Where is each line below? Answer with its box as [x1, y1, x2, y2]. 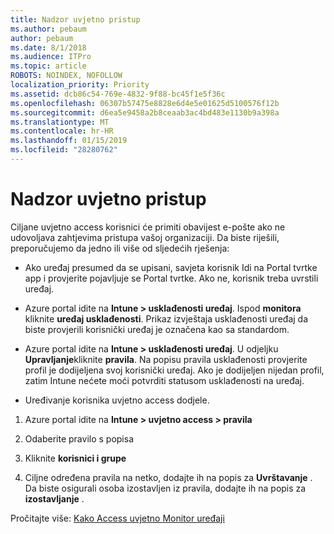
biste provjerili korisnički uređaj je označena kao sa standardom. [24, 323, 290, 335]
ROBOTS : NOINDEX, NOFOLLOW [10, 71, 123, 81]
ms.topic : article [10, 61, 87, 71]
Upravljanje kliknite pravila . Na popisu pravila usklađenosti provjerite [24, 353, 308, 365]
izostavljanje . [24, 492, 85, 505]
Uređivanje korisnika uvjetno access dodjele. [24, 394, 210, 406]
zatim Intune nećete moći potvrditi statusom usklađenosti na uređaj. [24, 374, 305, 386]
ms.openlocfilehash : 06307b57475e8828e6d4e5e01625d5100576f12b [10, 98, 280, 108]
